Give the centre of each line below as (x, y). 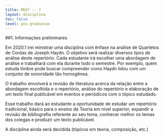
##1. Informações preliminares (36, 38)
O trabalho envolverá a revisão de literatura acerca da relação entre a (77, 84)
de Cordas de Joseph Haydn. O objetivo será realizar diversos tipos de (78, 53)
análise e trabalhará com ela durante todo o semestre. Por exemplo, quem (81, 63)
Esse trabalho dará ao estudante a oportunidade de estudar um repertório (81, 104)
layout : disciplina (25, 14)
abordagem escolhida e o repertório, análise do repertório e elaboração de (82, 89)
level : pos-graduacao (28, 24)
